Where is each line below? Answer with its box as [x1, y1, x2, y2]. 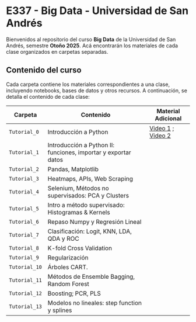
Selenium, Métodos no [47, 184, 109, 192]
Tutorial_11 [9, 276, 43, 283]
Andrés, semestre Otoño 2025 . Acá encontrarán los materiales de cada [6, 42, 178, 49]
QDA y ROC [47, 234, 80, 243]
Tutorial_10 [9, 264, 43, 270]
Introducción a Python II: [47, 141, 115, 149]
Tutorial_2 [9, 165, 39, 172]
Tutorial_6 [9, 218, 39, 225]
